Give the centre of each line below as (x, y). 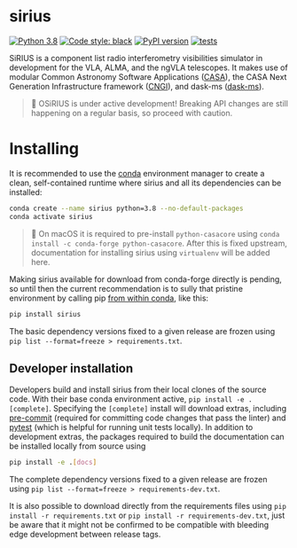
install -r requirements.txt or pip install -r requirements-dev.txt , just (147, 515)
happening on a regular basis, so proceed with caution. (132, 113)
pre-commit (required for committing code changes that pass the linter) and (148, 418)
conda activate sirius (51, 216)
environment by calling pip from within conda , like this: (109, 298)
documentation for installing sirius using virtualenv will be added (150, 252)
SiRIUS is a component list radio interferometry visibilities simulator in (136, 58)
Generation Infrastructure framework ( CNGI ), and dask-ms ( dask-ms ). (137, 86)
